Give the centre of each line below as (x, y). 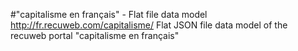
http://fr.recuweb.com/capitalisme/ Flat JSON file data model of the (149, 25)
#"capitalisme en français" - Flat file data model (109, 14)
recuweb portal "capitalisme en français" (95, 35)
